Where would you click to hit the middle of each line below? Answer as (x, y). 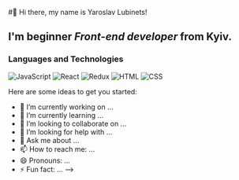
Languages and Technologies (66, 59)
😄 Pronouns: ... (45, 160)
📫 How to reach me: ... (57, 149)
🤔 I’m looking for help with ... (66, 132)
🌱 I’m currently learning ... (62, 115)
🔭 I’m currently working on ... (66, 107)
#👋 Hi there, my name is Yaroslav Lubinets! (78, 12)
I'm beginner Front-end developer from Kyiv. (120, 37)
